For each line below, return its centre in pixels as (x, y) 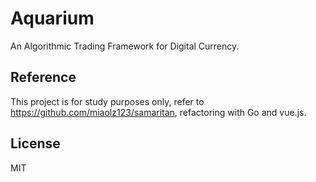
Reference (43, 77)
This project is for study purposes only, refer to (107, 101)
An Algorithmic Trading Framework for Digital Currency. (125, 46)
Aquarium (52, 18)
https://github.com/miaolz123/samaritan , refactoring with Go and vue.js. (158, 112)
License (35, 143)
